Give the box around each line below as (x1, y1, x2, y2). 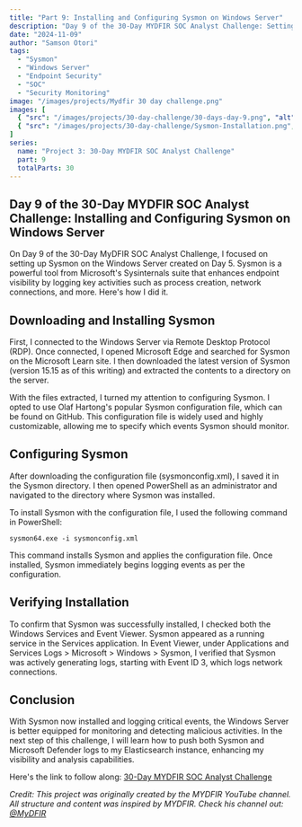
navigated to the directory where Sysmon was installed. (9, 489, 216, 500)
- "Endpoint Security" (17, 72, 102, 81)
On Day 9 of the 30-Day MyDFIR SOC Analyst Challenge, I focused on (9, 249, 268, 260)
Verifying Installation (9, 594, 129, 611)
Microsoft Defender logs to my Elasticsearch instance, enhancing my (9, 744, 264, 755)
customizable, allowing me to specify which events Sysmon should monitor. (9, 421, 289, 431)
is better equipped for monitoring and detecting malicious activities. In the (9, 726, 283, 736)
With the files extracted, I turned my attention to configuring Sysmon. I (9, 392, 271, 402)
